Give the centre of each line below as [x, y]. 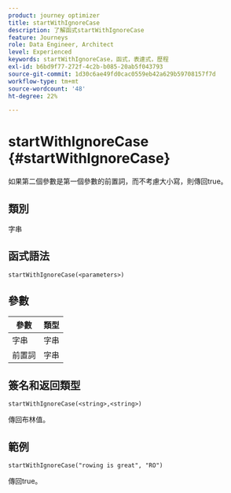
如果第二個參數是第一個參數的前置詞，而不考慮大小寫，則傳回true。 [118, 181]
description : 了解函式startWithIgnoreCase [76, 30]
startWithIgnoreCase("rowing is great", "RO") [86, 465]
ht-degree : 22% [33, 96]
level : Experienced [40, 52]
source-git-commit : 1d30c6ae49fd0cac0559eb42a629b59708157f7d [112, 74]
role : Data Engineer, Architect [61, 45]
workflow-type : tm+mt [44, 81]
